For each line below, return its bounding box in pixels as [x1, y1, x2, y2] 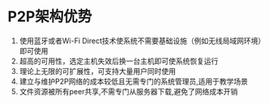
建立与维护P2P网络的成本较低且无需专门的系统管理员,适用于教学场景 [19, 76, 249, 86]
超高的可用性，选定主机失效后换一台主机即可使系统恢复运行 [19, 56, 219, 66]
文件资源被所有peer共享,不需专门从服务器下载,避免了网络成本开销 [19, 86, 238, 96]
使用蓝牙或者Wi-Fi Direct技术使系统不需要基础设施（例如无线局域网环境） [19, 36, 263, 45]
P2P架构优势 [7, 7, 92, 26]
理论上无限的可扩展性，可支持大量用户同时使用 [19, 66, 176, 76]
